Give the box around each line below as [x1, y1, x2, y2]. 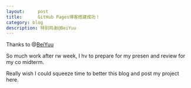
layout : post [6, 8, 49, 15]
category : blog [6, 19, 43, 25]
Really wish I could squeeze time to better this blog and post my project [6, 70, 179, 77]
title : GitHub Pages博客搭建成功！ [6, 14, 100, 20]
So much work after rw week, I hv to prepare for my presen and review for [6, 52, 186, 59]
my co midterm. [6, 59, 45, 66]
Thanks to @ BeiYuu [6, 41, 54, 48]
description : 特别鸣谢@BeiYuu [6, 25, 76, 31]
